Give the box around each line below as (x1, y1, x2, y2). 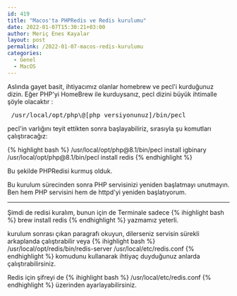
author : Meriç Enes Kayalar (7, 30, 90, 37)
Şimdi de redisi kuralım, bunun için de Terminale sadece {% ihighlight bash (7, 208, 224, 216)
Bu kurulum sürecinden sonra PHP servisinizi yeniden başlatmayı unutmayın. (7, 180, 230, 189)
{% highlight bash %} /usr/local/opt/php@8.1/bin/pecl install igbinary (7, 146, 207, 154)
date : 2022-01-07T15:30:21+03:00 (7, 23, 106, 30)
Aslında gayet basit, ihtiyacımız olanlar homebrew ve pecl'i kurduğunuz (7, 82, 214, 90)
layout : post (7, 37, 46, 44)
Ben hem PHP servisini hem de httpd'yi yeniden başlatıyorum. (7, 188, 187, 196)
